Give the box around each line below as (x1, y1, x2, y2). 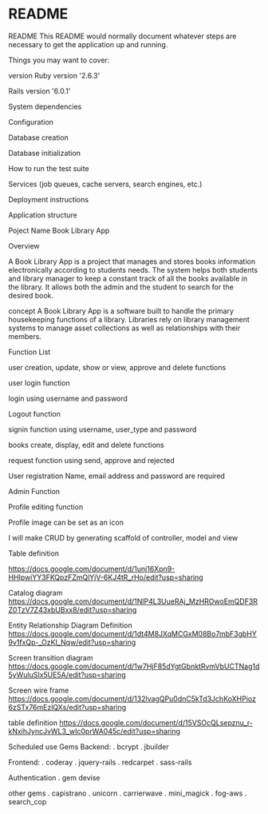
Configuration (8, 117, 54, 126)
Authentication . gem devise (8, 772, 100, 782)
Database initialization (8, 148, 81, 158)
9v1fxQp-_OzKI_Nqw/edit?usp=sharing (8, 637, 136, 647)
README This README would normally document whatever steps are (8, 31, 237, 41)
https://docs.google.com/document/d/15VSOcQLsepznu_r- (59, 717, 254, 728)
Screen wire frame (8, 685, 69, 695)
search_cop (8, 796, 47, 806)
